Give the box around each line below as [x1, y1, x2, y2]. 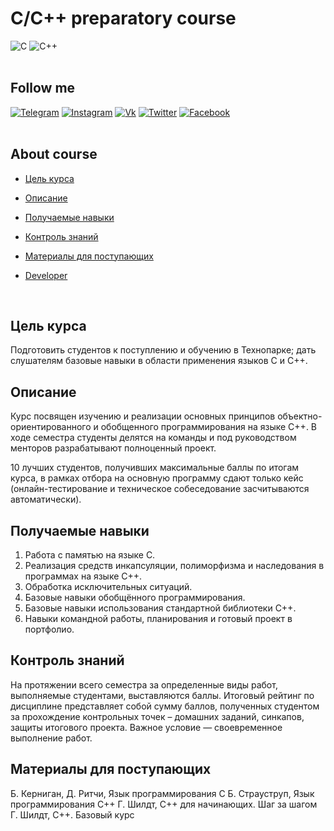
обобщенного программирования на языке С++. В [100, 421, 318, 433]
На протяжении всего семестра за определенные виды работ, [10, 678, 278, 691]
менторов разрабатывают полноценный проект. [10, 442, 217, 454]
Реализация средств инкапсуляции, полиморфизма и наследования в [24, 560, 325, 571]
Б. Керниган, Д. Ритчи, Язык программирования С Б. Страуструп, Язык [10, 787, 315, 799]
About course [10, 146, 98, 163]
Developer [24, 269, 68, 281]
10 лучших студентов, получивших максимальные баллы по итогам [10, 462, 300, 474]
